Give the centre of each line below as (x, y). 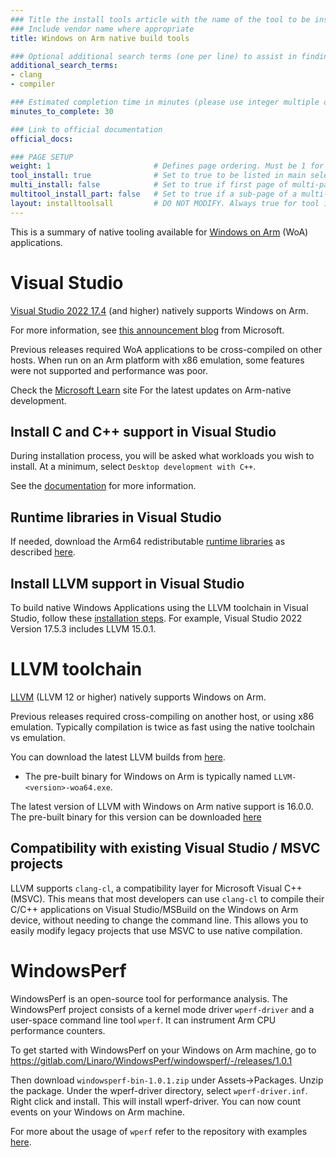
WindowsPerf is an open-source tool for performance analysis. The (149, 998)
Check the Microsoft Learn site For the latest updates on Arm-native (151, 390)
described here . (43, 552)
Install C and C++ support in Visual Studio (143, 431)
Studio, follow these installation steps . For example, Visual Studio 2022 (156, 618)
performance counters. (58, 1030)
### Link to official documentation (86, 129)
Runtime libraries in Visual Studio (116, 517)
